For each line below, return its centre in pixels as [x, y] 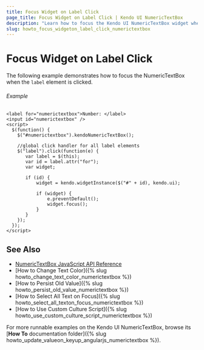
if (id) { [38, 178]
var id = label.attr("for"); [62, 162]
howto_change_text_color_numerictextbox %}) [73, 277]
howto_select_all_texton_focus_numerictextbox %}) [79, 303]
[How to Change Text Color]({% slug [61, 271]
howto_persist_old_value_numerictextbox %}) [72, 290]
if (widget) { [54, 194]
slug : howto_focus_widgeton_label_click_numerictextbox [78, 29]
